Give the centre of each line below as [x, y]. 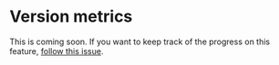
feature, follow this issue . [57, 51]
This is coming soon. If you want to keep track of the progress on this [140, 42]
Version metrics [71, 17]
